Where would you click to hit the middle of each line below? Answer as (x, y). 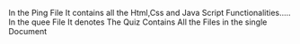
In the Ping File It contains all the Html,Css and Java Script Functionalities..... (150, 13)
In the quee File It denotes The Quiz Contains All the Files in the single (138, 22)
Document (28, 31)
